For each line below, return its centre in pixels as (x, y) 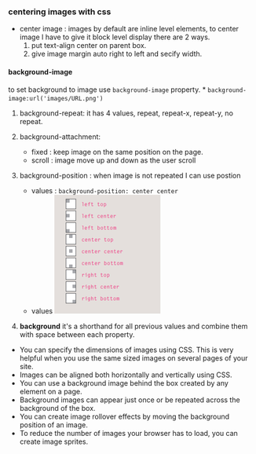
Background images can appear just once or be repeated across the (130, 400)
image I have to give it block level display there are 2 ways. (115, 37)
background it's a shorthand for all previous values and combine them (133, 326)
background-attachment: (60, 137)
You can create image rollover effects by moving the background (124, 416)
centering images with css (60, 12)
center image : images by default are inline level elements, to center (129, 29)
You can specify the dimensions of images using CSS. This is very (126, 350)
